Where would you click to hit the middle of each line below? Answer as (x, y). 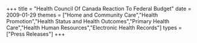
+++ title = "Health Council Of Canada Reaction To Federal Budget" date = (99, 9)
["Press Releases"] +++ (36, 34)
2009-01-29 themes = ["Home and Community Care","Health (82, 15)
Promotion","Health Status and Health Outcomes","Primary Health (88, 21)
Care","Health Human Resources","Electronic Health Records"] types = (94, 27)
